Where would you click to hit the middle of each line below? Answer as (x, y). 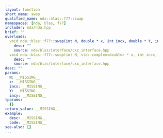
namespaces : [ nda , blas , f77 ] (36, 23)
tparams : (14, 100)
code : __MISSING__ (28, 122)
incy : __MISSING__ (28, 95)
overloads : (16, 37)
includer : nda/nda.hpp (28, 28)
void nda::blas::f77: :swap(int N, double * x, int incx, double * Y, (81, 41)
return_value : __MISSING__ (32, 109)
